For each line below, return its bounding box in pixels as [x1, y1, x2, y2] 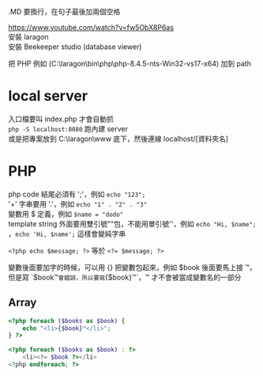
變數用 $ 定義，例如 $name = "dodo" [8, 209, 124, 218]
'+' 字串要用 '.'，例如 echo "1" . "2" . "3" [8, 199, 148, 208]
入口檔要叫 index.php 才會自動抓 [8, 114, 115, 123]
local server [8, 87, 88, 105]
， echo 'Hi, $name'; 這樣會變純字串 [8, 229, 126, 238]
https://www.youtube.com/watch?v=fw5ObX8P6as [8, 23, 175, 32]
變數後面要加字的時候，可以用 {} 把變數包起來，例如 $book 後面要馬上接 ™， [8, 262, 257, 272]
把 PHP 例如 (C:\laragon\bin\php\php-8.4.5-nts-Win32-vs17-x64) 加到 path [8, 59, 251, 68]
